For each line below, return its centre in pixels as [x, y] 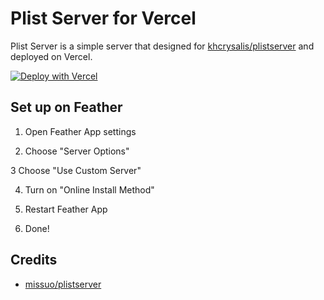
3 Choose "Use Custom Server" [76, 170]
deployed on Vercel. [51, 56]
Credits [34, 260]
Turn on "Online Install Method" [89, 189]
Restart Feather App [66, 209]
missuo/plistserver [63, 284]
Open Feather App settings [80, 131]
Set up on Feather [66, 107]
